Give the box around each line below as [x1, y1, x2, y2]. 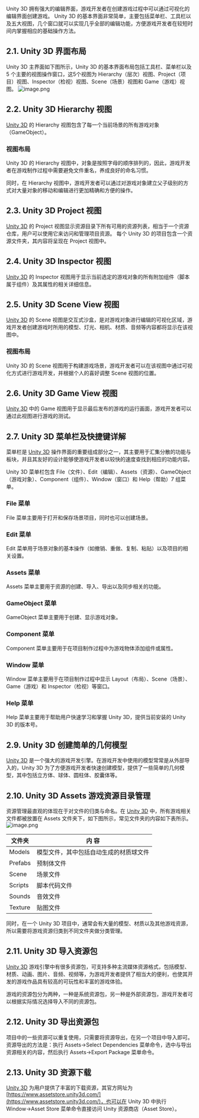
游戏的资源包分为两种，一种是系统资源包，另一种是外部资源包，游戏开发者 [6, 990, 188, 997]
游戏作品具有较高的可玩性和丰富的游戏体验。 [16, 978, 126, 985]
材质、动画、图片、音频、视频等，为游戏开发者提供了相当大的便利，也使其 [6, 970, 188, 978]
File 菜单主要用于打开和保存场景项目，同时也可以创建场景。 [6, 514, 152, 521]
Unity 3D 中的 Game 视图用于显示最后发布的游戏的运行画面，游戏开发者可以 [6, 405, 192, 413]
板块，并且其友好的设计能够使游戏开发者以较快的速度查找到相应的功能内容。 [6, 456, 193, 463]
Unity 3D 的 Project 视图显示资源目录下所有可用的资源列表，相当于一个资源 [6, 223, 190, 230]
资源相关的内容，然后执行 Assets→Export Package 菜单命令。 [6, 1048, 158, 1055]
